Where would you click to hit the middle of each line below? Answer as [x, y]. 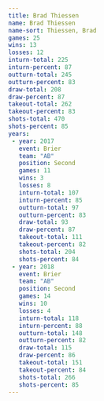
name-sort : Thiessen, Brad [52, 30]
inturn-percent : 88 [50, 326]
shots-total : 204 [47, 252]
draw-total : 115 [45, 348]
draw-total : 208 [35, 89]
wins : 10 [33, 303]
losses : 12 [26, 52]
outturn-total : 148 [50, 333]
